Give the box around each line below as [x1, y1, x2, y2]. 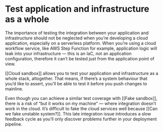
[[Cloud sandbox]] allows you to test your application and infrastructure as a [5, 70, 159, 76]
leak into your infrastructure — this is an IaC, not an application [5, 50, 132, 57]
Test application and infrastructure [5, 3, 150, 15]
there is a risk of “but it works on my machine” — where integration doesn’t [5, 100, 156, 106]
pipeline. [5, 121, 22, 127]
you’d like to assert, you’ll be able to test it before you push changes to [5, 80, 147, 86]
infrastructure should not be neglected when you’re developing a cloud [5, 35, 148, 41]
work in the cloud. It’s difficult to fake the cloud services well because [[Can [5, 106, 158, 112]
